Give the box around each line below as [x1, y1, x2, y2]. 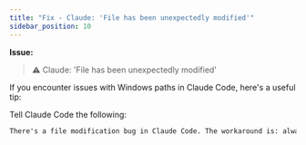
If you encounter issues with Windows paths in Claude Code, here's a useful [9, 82, 296, 92]
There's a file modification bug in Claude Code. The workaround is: [9, 126, 280, 136]
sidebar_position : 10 [9, 22, 92, 31]
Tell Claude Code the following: [9, 109, 127, 120]
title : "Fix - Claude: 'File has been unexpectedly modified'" [9, 13, 255, 23]
